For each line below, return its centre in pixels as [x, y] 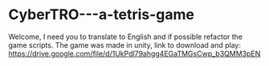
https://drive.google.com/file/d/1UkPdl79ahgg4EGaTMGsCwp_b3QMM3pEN [134, 53]
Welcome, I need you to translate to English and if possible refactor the [126, 37]
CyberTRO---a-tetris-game [102, 15]
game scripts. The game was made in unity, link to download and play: [125, 45]
